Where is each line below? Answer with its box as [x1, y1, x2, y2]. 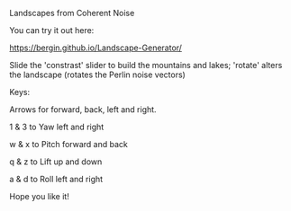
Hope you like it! [9, 191, 69, 201]
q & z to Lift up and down [9, 156, 103, 167]
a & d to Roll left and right [9, 174, 104, 184]
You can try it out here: [9, 25, 95, 35]
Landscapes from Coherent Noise [9, 8, 135, 18]
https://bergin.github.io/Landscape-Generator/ [9, 42, 183, 53]
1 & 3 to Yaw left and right [9, 121, 105, 132]
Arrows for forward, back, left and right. [9, 104, 157, 115]
